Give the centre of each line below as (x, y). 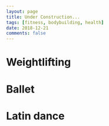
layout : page (22, 11)
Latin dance (35, 116)
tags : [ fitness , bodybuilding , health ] (55, 22)
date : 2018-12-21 (27, 28)
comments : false (26, 33)
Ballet (20, 89)
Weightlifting (39, 62)
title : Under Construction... (43, 17)
